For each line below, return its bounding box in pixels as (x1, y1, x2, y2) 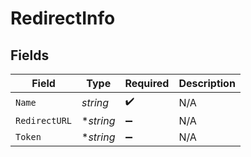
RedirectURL (15, 115, 73, 126)
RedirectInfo (10, 7, 116, 30)
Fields (10, 47, 50, 64)
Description (178, 77, 236, 90)
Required (124, 77, 170, 90)
